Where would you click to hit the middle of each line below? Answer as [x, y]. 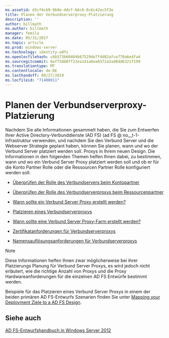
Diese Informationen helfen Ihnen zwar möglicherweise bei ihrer [72, 260]
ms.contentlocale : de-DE [31, 71]
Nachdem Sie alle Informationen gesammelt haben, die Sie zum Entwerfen [82, 129]
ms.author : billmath [27, 29]
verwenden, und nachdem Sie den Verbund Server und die [93, 140]
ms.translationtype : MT [30, 66]
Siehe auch [23, 318]
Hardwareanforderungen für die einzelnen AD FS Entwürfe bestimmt [76, 276]
